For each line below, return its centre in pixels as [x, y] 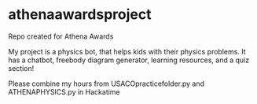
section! [21, 68]
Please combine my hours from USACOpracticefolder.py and [106, 84]
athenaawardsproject [80, 15]
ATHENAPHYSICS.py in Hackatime [64, 91]
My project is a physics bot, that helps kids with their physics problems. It [127, 51]
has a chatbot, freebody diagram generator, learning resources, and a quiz [129, 60]
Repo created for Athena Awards [61, 36]
